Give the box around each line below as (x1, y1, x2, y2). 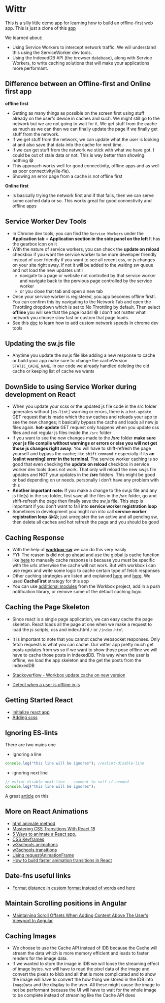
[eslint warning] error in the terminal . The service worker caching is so (12, 456, 158, 462)
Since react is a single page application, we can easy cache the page (12, 616, 153, 622)
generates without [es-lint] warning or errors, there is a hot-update (12, 409, 152, 415)
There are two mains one (5, 742, 56, 748)
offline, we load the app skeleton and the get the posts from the (12, 657, 141, 663)
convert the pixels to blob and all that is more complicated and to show (12, 971, 156, 977)
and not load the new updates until (12, 267, 83, 273)
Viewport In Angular (12, 917, 53, 923)
